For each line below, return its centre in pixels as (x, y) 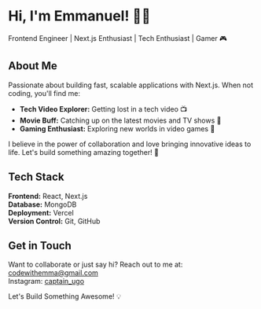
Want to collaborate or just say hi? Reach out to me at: (96, 265)
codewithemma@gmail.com (53, 273)
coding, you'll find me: (44, 93)
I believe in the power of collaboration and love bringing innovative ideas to (130, 144)
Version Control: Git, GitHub (54, 221)
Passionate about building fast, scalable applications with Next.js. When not (131, 85)
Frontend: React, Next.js (48, 196)
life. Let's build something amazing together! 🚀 (84, 152)
